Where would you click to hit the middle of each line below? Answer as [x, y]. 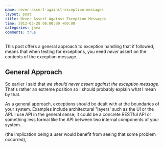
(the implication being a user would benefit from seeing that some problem [80, 134]
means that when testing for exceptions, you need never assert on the [76, 51]
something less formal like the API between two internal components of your [82, 119]
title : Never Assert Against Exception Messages [56, 19]
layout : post [18, 14]
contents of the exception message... [43, 57]
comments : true [21, 32]
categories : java [23, 28]
